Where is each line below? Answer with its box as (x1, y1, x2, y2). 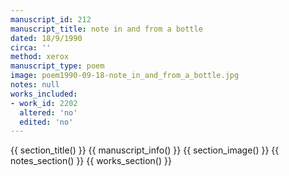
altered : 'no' (19, 107, 78, 118)
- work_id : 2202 (10, 98, 78, 108)
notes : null (10, 80, 60, 90)
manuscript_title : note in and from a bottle (10, 24, 203, 34)
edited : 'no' (19, 117, 74, 127)
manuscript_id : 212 (10, 14, 92, 25)
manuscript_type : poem (10, 61, 105, 71)
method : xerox (10, 52, 70, 62)
